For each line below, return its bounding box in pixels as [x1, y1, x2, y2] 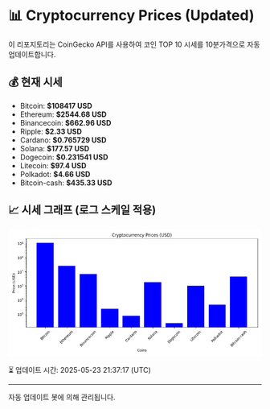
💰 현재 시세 [8, 76, 63, 89]
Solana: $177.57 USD [19, 143, 90, 153]
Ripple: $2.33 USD [19, 126, 83, 136]
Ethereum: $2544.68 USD [19, 109, 107, 119]
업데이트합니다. [8, 49, 56, 59]
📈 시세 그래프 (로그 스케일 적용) [8, 203, 157, 217]
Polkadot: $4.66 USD [19, 169, 91, 179]
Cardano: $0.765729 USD [19, 134, 107, 145]
